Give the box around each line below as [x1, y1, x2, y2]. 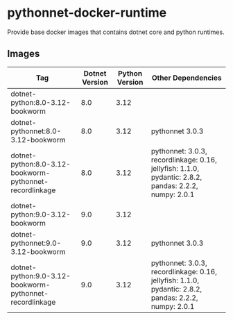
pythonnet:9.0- [10, 238, 62, 248]
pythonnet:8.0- [10, 126, 62, 136]
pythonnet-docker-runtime [7, 5, 167, 21]
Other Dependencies [151, 73, 222, 83]
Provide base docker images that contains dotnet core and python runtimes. [7, 28, 225, 36]
